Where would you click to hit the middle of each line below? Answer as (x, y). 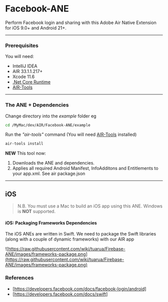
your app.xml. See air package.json (49, 173)
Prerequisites (22, 45)
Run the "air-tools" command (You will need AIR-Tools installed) (71, 134)
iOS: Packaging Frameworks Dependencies (51, 222)
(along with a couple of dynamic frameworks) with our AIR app (70, 239)
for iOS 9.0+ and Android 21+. (36, 27)
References (19, 278)
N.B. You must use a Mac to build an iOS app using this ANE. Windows (90, 206)
